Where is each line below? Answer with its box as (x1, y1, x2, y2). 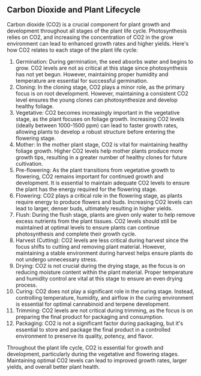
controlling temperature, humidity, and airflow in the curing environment (15, 294, 194, 301)
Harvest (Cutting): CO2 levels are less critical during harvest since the (15, 237, 188, 244)
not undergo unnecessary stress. (15, 255, 98, 263)
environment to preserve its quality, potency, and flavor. (15, 332, 154, 339)
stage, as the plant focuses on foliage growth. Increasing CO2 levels (15, 115, 185, 123)
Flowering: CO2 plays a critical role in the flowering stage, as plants (15, 192, 182, 199)
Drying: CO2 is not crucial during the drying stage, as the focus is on (15, 262, 185, 269)
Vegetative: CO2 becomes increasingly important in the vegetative (15, 109, 180, 116)
